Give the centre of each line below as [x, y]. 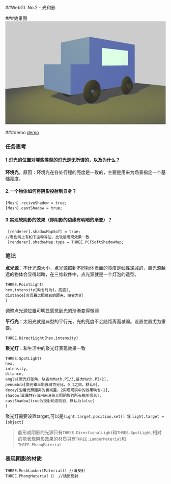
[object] [15, 422]
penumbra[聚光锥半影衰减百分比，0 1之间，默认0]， [53, 385]
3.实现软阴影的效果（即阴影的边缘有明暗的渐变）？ [59, 220]
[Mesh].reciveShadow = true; [36, 203]
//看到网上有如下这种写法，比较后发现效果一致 [48, 237]
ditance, [15, 374]
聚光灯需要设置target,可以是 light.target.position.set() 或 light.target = [85, 416]
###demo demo [22, 133]
